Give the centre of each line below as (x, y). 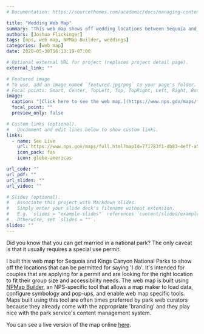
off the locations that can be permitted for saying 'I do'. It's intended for (96, 267)
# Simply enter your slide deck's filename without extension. (90, 208)
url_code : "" (23, 169)
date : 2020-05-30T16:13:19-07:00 (49, 52)
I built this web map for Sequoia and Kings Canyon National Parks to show (99, 261)
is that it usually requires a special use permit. (64, 249)
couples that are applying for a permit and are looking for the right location (100, 274)
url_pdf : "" (21, 174)
